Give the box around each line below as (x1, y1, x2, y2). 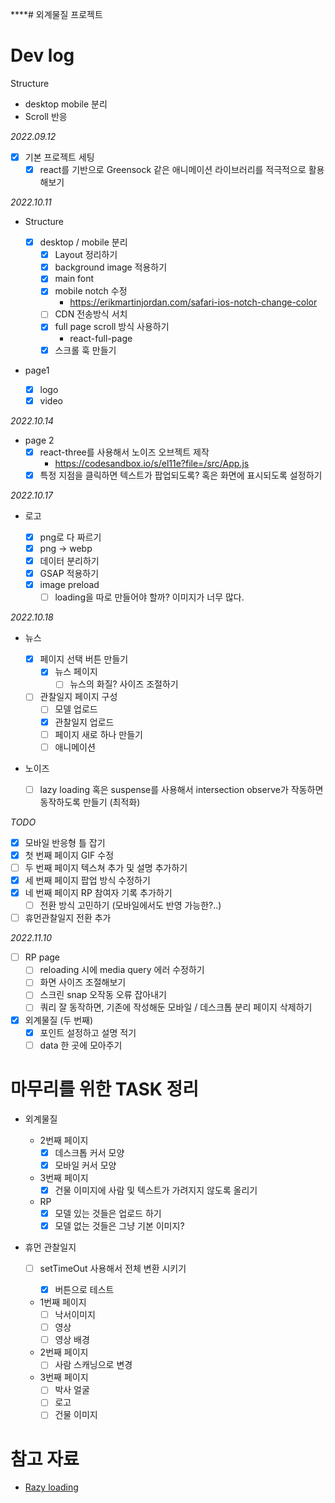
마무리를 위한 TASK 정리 (10, 1078, 200, 1100)
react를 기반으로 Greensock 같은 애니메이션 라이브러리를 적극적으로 (39, 164, 307, 175)
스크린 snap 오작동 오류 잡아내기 (39, 989, 167, 1001)
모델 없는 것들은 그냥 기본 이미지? (54, 1219, 185, 1232)
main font (54, 273, 95, 285)
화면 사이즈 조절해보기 (39, 976, 127, 988)
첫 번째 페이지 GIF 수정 (24, 849, 115, 861)
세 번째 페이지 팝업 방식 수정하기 (24, 874, 151, 886)
